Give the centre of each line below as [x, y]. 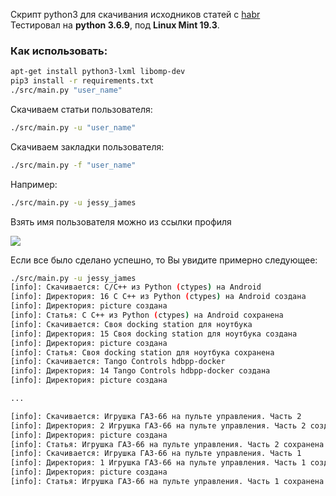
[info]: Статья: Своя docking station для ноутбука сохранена [142, 352]
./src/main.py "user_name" [66, 90]
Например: [34, 184]
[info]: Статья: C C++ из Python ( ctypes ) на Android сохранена [147, 315]
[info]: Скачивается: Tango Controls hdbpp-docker [118, 362]
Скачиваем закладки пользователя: [87, 146]
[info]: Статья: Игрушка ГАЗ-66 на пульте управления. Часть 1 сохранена [167, 482]
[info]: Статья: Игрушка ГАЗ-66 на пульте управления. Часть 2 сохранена [167, 444]
